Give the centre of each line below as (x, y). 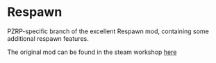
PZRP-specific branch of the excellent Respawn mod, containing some (108, 31)
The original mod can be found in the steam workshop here (92, 52)
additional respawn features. (48, 38)
